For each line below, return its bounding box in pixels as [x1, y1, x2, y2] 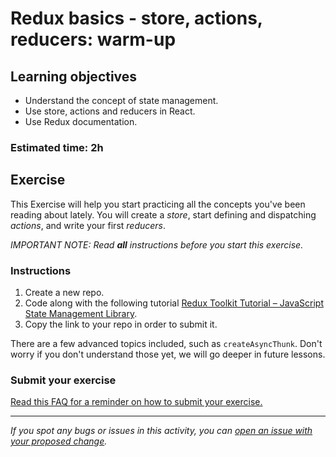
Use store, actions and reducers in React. [24, 105, 196, 117]
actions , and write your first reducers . [10, 219, 167, 231]
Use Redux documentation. [24, 116, 138, 127]
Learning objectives [10, 68, 138, 85]
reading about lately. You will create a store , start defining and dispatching [10, 208, 317, 221]
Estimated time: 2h [10, 140, 104, 154]
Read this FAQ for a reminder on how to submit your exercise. [10, 396, 263, 408]
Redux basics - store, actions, [10, 7, 263, 30]
